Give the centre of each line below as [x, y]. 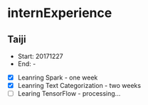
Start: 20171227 [41, 56]
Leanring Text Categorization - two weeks [79, 86]
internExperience [60, 13]
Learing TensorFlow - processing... [69, 94]
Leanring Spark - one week [58, 77]
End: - [27, 64]
